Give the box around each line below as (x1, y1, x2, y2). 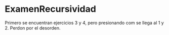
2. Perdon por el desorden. (5, 25, 61, 31)
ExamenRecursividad (5, 3, 97, 15)
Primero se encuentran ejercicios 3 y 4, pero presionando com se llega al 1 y (5, 20, 164, 26)
